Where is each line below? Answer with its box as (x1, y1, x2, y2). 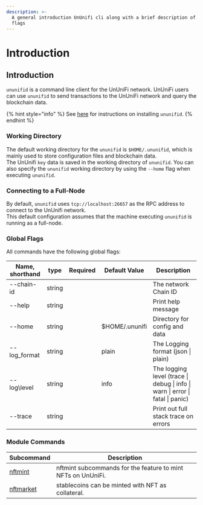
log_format (9, 351, 40, 360)
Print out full (153, 405, 188, 413)
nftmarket (9, 484, 37, 493)
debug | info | (153, 380, 192, 388)
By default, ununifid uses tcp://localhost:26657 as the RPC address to (6, 200, 185, 207)
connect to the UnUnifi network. (6, 206, 86, 214)
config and (153, 322, 184, 331)
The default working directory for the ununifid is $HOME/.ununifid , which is (6, 145, 193, 153)
